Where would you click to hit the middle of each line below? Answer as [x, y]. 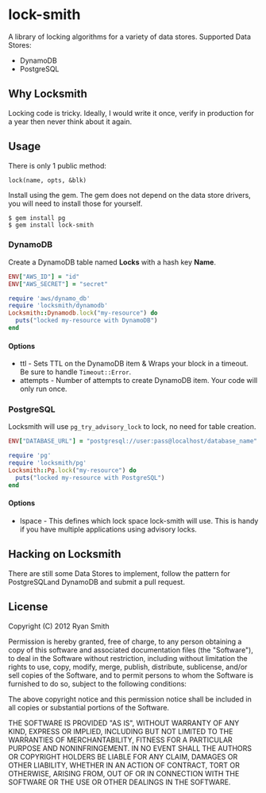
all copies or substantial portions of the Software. [89, 707]
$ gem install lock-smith [51, 225]
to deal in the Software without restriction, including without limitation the [128, 658]
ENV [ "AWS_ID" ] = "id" [44, 277]
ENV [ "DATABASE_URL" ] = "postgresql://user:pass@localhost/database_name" [133, 441]
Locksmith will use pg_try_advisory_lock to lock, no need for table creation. [132, 427]
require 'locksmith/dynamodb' [58, 306]
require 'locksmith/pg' [48, 463]
